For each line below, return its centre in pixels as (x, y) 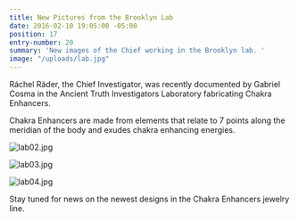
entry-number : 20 (41, 42)
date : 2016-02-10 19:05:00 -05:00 (74, 26)
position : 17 (33, 34)
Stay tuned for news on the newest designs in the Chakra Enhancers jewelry (149, 199)
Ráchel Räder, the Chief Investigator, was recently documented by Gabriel (145, 84)
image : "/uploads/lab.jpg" (59, 59)
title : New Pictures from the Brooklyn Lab (91, 17)
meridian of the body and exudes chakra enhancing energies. (122, 130)
